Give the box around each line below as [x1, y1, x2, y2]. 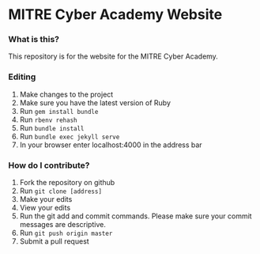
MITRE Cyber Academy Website [8, 6, 223, 24]
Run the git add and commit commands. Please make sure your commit [19, 211, 252, 221]
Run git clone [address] [19, 186, 103, 195]
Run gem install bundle [19, 106, 99, 116]
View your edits [19, 203, 71, 213]
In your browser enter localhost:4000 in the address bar [19, 140, 203, 150]
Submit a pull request [19, 237, 89, 246]
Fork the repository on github [19, 178, 115, 188]
